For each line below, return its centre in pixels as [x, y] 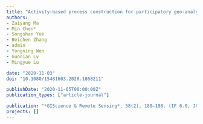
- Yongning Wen [25, 51]
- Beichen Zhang [27, 40]
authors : [17, 17]
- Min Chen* [21, 29]
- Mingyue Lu [23, 62]
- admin [16, 46]
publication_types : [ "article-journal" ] [58, 95]
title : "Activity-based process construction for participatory [89, 12]
